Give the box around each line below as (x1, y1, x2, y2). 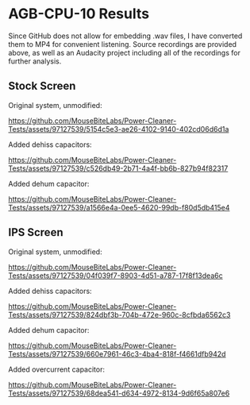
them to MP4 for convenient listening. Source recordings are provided (8, 39, 237, 48)
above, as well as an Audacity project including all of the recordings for (8, 48, 240, 57)
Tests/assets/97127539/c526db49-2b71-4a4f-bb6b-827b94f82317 (8, 164, 229, 173)
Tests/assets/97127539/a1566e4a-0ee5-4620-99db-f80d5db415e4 (8, 202, 230, 212)
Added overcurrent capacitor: (8, 364, 106, 374)
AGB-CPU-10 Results (8, 5, 149, 23)
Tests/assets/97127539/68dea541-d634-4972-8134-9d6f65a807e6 (8, 388, 230, 398)
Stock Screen (8, 79, 76, 93)
